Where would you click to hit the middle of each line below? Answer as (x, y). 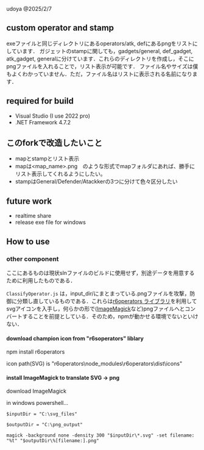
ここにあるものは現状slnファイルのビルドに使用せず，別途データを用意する (100, 273)
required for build (40, 101)
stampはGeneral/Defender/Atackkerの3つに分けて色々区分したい (96, 182)
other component (33, 259)
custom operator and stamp (60, 28)
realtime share (33, 216)
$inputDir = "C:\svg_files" (42, 414)
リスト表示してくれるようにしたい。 (60, 174)
